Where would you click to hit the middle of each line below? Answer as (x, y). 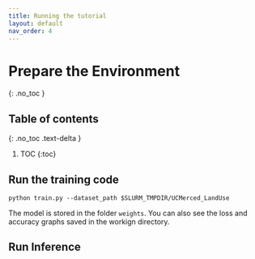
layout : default (36, 23)
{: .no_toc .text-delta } (45, 138)
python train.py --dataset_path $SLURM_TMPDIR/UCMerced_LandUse (119, 198)
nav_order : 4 (30, 31)
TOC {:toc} (38, 154)
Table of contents (53, 119)
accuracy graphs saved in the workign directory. (89, 221)
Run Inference (45, 247)
